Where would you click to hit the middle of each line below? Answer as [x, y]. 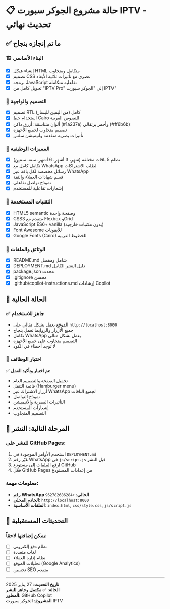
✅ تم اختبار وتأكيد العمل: [28, 370]
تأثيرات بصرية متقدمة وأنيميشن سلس [48, 135]
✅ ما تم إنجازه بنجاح [33, 43]
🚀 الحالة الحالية [26, 299]
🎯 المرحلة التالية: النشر [38, 429]
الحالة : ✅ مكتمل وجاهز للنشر [33, 590]
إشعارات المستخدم [31, 407]
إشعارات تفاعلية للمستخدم [38, 188]
